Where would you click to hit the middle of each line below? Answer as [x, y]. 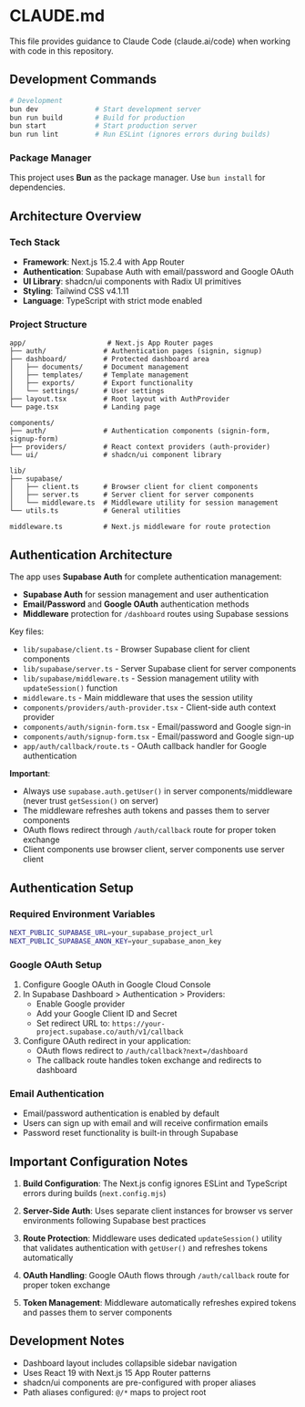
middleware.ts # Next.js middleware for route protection [140, 527]
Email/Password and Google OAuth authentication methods [136, 604]
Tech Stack [35, 242]
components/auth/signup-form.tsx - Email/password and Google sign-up [158, 736]
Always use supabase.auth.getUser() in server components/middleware [158, 791]
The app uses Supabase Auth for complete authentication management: [146, 577]
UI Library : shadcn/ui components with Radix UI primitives [132, 281]
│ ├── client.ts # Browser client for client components [134, 487]
